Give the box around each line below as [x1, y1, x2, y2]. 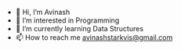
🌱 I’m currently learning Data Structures [15, 24, 143, 33]
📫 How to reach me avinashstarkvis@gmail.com [15, 33, 173, 42]
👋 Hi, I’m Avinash [15, 8, 71, 16]
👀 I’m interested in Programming [15, 16, 120, 25]
